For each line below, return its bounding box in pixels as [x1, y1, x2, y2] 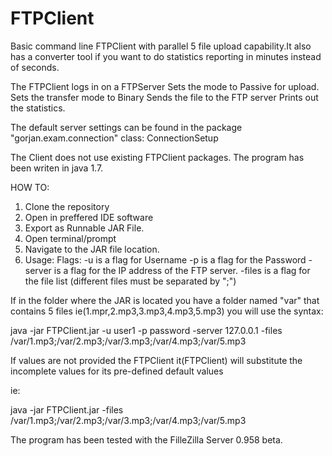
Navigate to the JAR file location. [24, 243, 160, 255]
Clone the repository [24, 200, 110, 212]
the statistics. [10, 102, 66, 114]
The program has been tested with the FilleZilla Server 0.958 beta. [10, 433, 283, 446]
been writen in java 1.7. [10, 162, 104, 174]
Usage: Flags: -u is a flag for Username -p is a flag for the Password [24, 253, 307, 266]
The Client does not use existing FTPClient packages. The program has [10, 151, 305, 163]
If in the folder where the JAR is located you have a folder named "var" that [10, 294, 320, 306]
